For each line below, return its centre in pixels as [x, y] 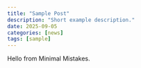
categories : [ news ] [35, 33]
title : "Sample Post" [39, 13]
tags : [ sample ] [29, 39]
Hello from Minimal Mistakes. [49, 58]
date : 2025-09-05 [32, 26]
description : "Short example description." [71, 20]
